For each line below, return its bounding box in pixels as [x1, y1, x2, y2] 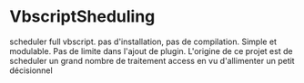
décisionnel [9, 65, 53, 76]
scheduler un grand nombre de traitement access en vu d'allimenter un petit [9, 55, 295, 66]
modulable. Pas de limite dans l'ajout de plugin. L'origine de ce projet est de [9, 45, 293, 56]
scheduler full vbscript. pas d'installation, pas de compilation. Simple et [9, 36, 278, 47]
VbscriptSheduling [9, 6, 156, 27]
